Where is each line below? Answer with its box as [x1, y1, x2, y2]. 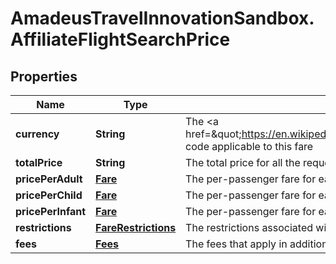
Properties [10, 68, 78, 85]
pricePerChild [15, 188, 83, 202]
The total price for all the [185, 156, 301, 169]
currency [15, 127, 60, 141]
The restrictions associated [185, 221, 314, 234]
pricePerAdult [15, 172, 83, 186]
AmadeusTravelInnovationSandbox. [10, 7, 315, 30]
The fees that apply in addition [185, 237, 328, 251]
